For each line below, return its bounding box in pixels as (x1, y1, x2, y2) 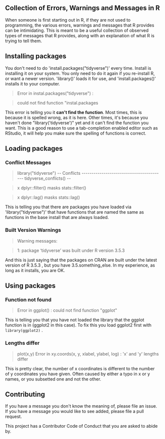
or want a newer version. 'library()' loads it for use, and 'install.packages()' (5, 76, 156, 82)
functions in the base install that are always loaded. (5, 215, 109, 220)
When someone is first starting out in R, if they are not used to (5, 17, 131, 23)
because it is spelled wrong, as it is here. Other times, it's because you (5, 114, 148, 120)
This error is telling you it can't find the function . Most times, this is (5, 109, 142, 115)
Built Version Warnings (5, 227, 61, 234)
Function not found (5, 296, 52, 303)
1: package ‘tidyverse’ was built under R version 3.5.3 (17, 247, 125, 253)
